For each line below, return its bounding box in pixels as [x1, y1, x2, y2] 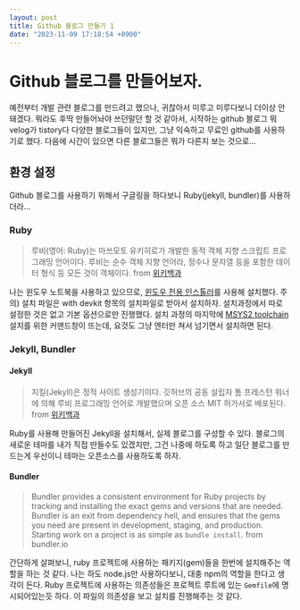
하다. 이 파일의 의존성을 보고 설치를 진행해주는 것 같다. [54, 590, 243, 601]
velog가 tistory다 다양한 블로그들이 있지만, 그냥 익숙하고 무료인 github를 [9, 124, 262, 135]
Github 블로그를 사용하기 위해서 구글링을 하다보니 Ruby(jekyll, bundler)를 [9, 190, 268, 201]
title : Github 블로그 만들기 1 [9, 21, 114, 30]
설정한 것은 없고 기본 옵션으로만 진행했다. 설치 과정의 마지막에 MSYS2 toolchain [9, 309, 289, 320]
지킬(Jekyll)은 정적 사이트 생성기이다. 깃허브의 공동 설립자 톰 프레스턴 [30, 386, 273, 397]
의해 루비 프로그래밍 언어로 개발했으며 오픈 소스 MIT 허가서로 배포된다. [40, 397, 287, 408]
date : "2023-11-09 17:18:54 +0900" [9, 30, 142, 38]
